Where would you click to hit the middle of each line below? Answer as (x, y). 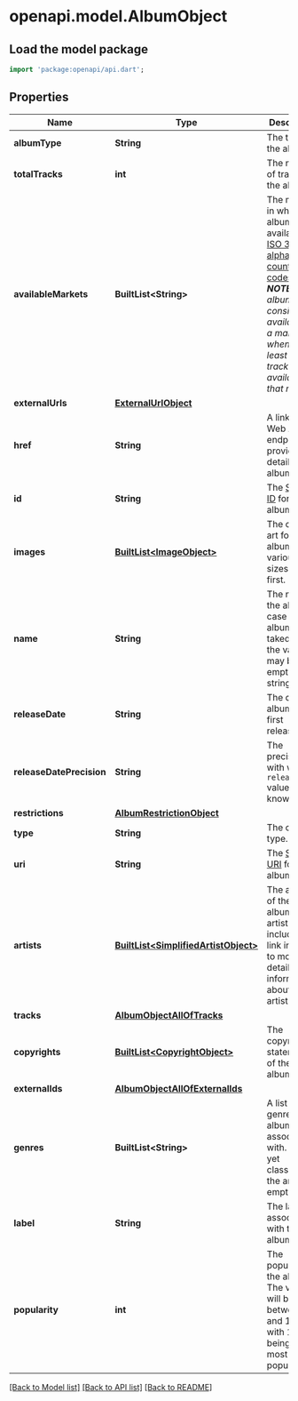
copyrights (37, 1052)
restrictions (39, 813)
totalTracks (39, 173)
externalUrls (40, 403)
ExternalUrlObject (153, 403)
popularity (36, 1309)
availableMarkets (51, 293)
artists (27, 945)
